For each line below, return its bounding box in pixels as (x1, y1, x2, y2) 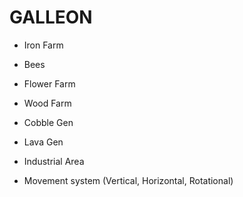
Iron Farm (23, 39, 64, 51)
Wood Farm (23, 97, 72, 109)
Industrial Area (23, 155, 85, 167)
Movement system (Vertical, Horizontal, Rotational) (23, 174, 234, 186)
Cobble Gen (23, 116, 74, 128)
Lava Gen (23, 136, 64, 148)
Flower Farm (23, 77, 76, 90)
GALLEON (9, 6, 93, 29)
